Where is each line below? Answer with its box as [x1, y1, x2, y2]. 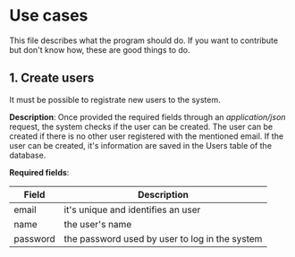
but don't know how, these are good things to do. [9, 44, 190, 55]
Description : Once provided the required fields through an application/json [9, 111, 286, 122]
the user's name [63, 218, 132, 230]
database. [9, 150, 46, 160]
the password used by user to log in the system [63, 232, 263, 244]
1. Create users [9, 71, 95, 86]
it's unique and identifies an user [63, 203, 201, 216]
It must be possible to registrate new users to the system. [9, 94, 221, 105]
